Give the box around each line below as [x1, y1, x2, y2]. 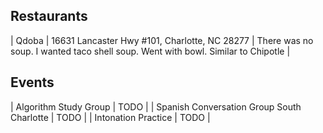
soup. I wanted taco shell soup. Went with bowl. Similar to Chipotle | [10, 45, 291, 57]
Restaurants [10, 8, 88, 25]
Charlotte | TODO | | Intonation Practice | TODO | [10, 111, 211, 123]
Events [10, 74, 55, 91]
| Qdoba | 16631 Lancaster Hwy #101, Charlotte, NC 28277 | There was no [10, 34, 314, 46]
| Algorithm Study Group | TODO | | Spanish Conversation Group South [10, 100, 302, 113]
